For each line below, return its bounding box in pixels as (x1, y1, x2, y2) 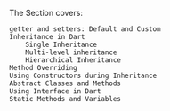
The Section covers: (9, 8, 83, 18)
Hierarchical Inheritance (25, 56, 122, 65)
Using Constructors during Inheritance (9, 71, 158, 80)
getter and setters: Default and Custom (9, 25, 162, 34)
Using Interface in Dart (9, 87, 101, 96)
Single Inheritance (25, 40, 98, 49)
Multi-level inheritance (25, 48, 117, 57)
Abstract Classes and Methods (9, 79, 122, 88)
